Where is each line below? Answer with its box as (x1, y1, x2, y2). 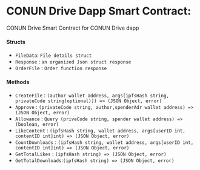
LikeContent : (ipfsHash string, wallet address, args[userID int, (15, 127, 186, 134)
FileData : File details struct (15, 51, 92, 59)
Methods (6, 78, 30, 85)
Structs (6, 38, 25, 45)
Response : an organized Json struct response (15, 58, 132, 65)
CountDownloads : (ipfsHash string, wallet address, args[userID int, (15, 139, 194, 146)
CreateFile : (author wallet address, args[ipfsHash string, (15, 92, 170, 99)
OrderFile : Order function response (15, 65, 107, 72)
